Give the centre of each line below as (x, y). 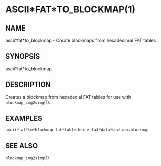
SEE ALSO (22, 145)
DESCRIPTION (28, 85)
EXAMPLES (24, 118)
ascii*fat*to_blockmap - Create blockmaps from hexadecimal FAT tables (81, 40)
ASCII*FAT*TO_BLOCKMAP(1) (70, 9)
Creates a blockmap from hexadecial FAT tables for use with (68, 97)
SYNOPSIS (23, 56)
